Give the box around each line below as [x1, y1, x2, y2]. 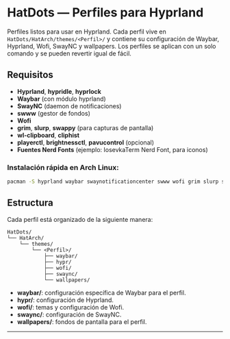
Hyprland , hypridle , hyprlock [16, 87, 101, 95]
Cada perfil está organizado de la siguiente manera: [7, 215, 153, 223]
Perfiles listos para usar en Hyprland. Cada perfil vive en [7, 27, 166, 36]
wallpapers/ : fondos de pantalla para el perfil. [16, 317, 147, 326]
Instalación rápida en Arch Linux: [7, 162, 119, 172]
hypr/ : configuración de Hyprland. [16, 296, 114, 304]
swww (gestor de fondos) [16, 109, 90, 117]
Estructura [7, 197, 53, 209]
